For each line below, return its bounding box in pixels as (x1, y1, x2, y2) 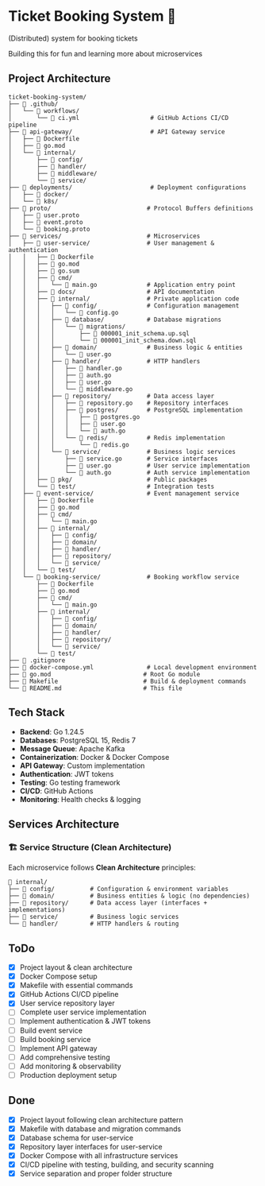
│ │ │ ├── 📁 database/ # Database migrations (8, 316, 222, 324)
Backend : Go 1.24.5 (19, 727, 85, 736)
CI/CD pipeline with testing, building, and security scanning (19, 1160, 214, 1169)
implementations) (8, 906, 66, 914)
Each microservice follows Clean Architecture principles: (8, 862, 196, 873)
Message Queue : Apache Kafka (19, 743, 125, 754)
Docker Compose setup (19, 971, 98, 981)
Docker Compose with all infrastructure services (19, 1150, 179, 1160)
